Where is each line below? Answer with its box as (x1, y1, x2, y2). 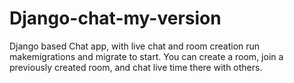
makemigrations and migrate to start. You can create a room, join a (9, 50, 284, 62)
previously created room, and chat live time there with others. (9, 61, 263, 73)
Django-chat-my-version (9, 7, 222, 30)
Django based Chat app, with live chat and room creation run (9, 40, 261, 52)
